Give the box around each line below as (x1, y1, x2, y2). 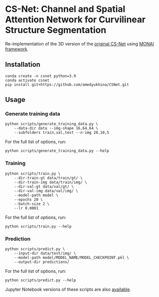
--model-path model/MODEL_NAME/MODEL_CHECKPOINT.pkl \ (14, 255, 129, 260)
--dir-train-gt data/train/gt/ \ (14, 175, 83, 180)
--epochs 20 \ (14, 197, 43, 202)
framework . (5, 46, 29, 52)
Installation (5, 60, 40, 69)
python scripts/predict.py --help (5, 278, 77, 283)
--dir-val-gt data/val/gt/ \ (14, 184, 74, 189)
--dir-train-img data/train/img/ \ (14, 179, 87, 185)
